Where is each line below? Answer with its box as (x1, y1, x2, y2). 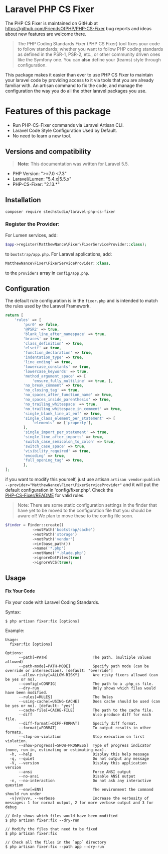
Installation (5, 196, 41, 204)
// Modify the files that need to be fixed (5, 826, 98, 831)
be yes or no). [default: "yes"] (5, 703, 75, 708)
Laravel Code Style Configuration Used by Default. (12, 127, 117, 133)
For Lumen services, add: (5, 232, 58, 238)
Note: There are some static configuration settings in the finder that (17, 502, 157, 508)
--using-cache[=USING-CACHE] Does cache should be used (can (18, 698, 160, 704)
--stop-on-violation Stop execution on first (18, 734, 144, 739)
